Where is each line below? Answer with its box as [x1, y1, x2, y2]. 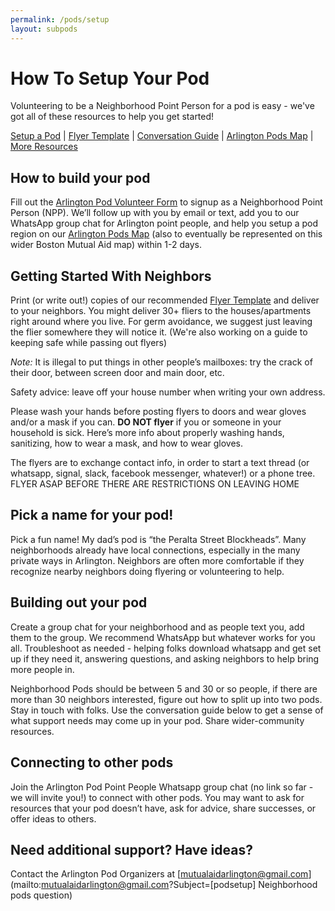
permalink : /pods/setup [10, 14, 110, 25]
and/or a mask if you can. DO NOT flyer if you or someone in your [10, 416, 282, 428]
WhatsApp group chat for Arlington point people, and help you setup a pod [10, 217, 318, 230]
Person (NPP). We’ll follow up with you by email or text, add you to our [10, 207, 300, 219]
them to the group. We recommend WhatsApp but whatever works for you [10, 631, 316, 643]
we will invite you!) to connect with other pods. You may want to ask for [10, 791, 305, 803]
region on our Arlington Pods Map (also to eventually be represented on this [10, 228, 323, 240]
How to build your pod [10, 169, 151, 186]
